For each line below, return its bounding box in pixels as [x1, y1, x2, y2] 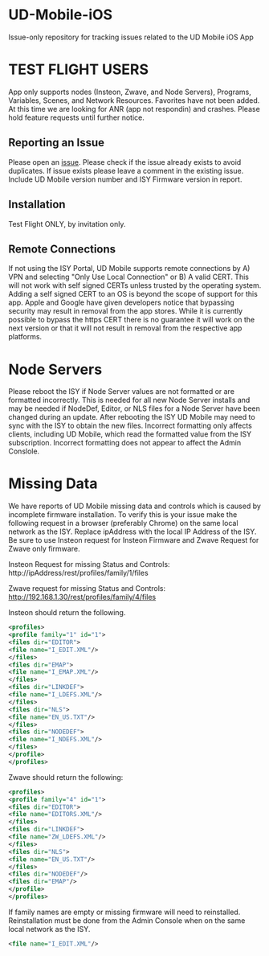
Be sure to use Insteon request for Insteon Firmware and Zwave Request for [8, 535, 259, 545]
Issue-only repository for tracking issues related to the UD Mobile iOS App [8, 32, 255, 42]
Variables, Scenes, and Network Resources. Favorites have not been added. [8, 95, 260, 105]
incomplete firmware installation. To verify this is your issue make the [8, 510, 238, 519]
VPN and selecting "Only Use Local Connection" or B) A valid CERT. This [8, 272, 249, 282]
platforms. [8, 332, 43, 342]
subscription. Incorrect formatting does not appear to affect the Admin [8, 438, 242, 448]
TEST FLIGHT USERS [8, 60, 149, 79]
